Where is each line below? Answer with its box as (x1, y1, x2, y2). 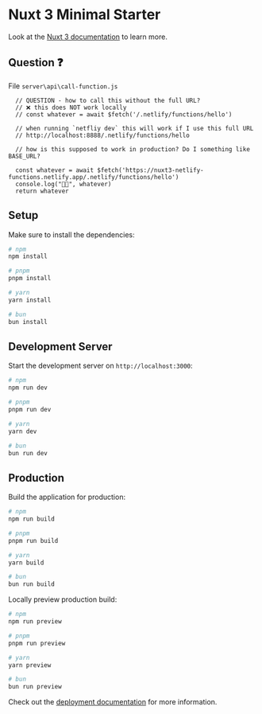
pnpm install (8, 275, 52, 283)
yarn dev (8, 427, 37, 435)
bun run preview (8, 683, 62, 691)
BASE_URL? (8, 152, 41, 160)
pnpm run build (8, 536, 59, 544)
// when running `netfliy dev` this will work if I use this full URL (15, 124, 254, 132)
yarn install (8, 296, 52, 304)
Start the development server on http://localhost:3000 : (8, 361, 193, 371)
